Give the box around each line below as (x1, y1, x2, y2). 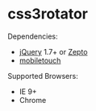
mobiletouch (19, 55, 61, 65)
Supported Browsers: (7, 71, 78, 80)
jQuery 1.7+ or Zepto (19, 47, 88, 56)
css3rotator (7, 5, 89, 23)
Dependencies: (7, 31, 58, 41)
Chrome (19, 95, 47, 105)
